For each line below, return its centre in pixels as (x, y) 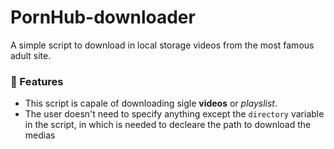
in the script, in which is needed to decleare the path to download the (168, 125)
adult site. (31, 55)
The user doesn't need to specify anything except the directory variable (174, 114)
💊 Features (37, 81)
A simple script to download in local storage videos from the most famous (162, 45)
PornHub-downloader (103, 17)
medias (40, 135)
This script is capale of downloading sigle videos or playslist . (151, 103)
